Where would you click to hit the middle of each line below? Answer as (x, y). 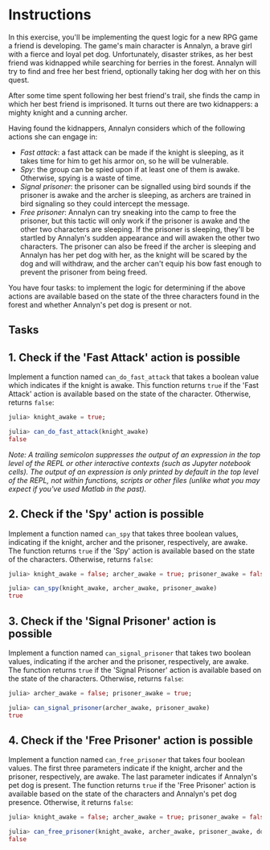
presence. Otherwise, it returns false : (71, 803)
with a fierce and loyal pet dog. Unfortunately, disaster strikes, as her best (131, 54)
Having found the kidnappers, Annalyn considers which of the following (127, 128)
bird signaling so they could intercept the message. (105, 204)
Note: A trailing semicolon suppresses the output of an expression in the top (135, 454)
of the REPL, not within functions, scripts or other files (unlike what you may (134, 480)
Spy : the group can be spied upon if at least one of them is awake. (130, 169)
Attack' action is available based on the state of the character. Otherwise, (130, 394)
